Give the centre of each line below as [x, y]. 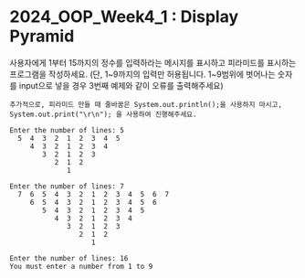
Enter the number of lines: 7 [67, 186]
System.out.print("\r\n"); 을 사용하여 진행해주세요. [103, 114]
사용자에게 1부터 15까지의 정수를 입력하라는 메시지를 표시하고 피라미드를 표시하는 [153, 62]
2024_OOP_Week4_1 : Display [124, 17]
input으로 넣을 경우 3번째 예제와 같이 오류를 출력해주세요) [121, 85]
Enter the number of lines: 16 [69, 258]
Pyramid [42, 36]
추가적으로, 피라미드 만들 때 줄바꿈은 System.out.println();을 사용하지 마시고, [146, 104]
